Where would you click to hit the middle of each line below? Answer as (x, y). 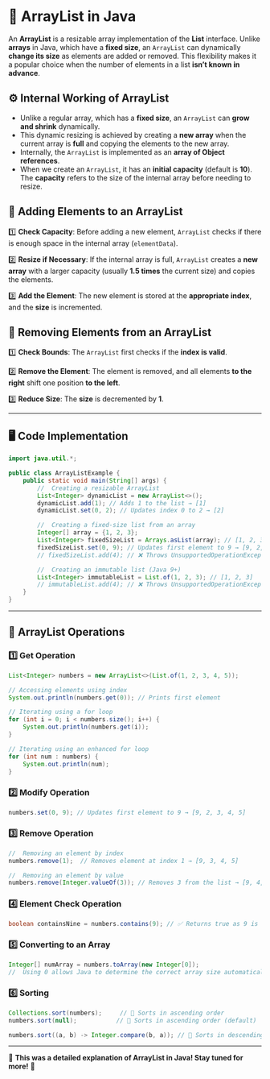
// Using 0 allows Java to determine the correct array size (115, 972)
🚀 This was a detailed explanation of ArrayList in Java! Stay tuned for (126, 1058)
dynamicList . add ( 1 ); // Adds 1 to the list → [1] (122, 503)
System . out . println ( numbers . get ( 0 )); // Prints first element (115, 697)
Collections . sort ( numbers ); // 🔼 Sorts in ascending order (117, 1013)
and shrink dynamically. (60, 126)
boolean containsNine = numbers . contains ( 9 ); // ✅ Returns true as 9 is (133, 923)
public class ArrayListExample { (64, 473)
